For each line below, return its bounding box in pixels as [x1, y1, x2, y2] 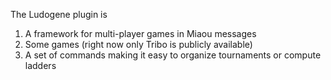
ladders [24, 60, 57, 71]
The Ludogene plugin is [10, 9, 108, 20]
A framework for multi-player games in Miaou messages [24, 28, 257, 39]
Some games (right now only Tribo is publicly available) [24, 39, 253, 50]
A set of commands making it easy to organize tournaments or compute [24, 49, 322, 61]
